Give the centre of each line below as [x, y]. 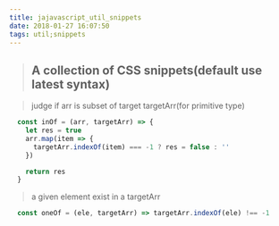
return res [46, 172]
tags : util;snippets [48, 34]
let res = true [54, 130]
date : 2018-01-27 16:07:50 [59, 26]
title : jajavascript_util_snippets [76, 17]
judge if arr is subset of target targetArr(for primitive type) [138, 106]
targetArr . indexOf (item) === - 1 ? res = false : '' [131, 147]
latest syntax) [70, 84]
